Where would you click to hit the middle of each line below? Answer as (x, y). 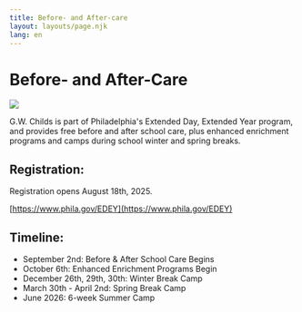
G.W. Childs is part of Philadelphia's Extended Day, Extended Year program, (151, 122)
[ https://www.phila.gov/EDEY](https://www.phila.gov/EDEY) (121, 209)
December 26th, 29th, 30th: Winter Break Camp (112, 278)
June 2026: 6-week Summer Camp (89, 297)
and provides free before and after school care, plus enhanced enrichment (149, 132)
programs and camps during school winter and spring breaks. (125, 141)
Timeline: (37, 237)
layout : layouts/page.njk (58, 26)
